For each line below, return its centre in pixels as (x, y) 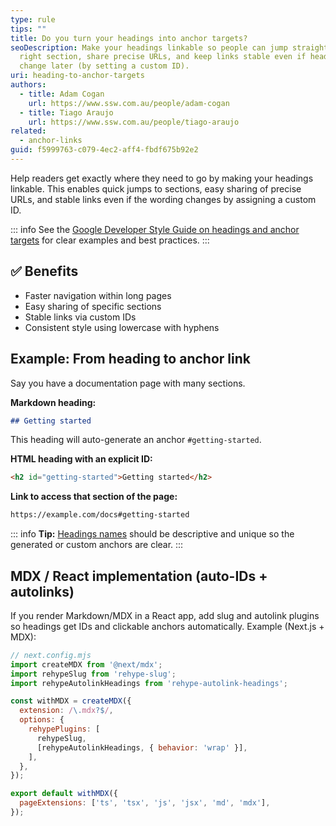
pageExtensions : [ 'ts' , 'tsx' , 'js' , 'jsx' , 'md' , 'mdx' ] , (145, 803)
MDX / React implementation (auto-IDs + (139, 576)
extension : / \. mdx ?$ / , (66, 711)
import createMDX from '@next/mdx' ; (86, 664)
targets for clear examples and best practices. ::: (110, 240)
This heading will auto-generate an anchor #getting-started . (136, 440)
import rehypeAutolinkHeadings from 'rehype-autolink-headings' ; (149, 683)
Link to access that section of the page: (94, 497)
